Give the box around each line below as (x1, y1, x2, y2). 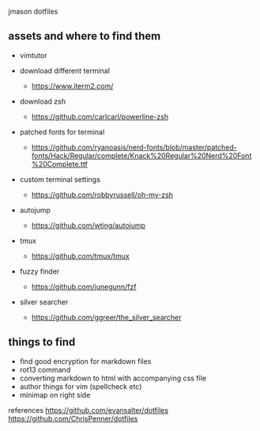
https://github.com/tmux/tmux (31, 251, 130, 260)
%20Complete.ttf (31, 159, 89, 168)
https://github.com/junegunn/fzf (31, 282, 137, 291)
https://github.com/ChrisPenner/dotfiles (8, 414, 138, 423)
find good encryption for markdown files (19, 356, 152, 366)
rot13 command (19, 365, 71, 374)
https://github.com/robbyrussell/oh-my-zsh (31, 190, 174, 199)
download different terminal (19, 66, 111, 75)
